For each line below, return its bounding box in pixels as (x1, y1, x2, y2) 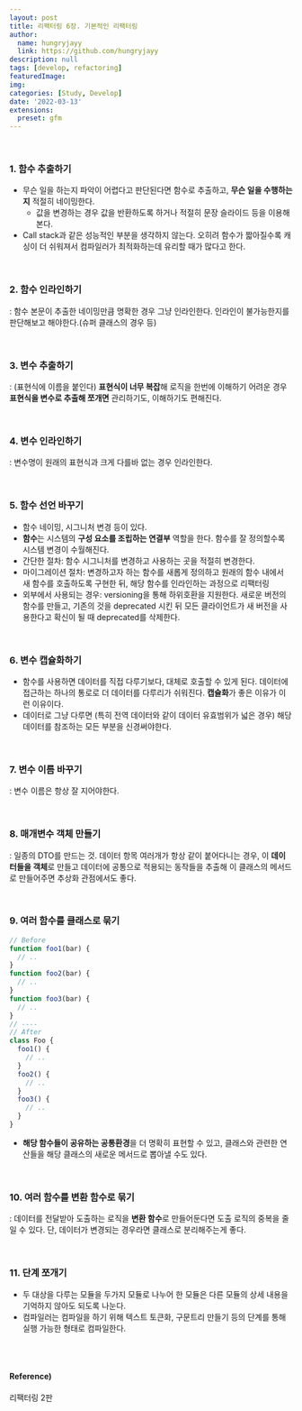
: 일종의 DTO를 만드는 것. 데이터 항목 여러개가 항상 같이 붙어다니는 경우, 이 (9, 849, 270, 861)
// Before (9, 935, 47, 945)
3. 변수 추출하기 (9, 359, 74, 371)
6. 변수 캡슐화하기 (9, 654, 83, 666)
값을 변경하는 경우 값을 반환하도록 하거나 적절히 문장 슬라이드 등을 (35, 207, 267, 218)
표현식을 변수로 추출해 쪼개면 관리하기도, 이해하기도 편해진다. (9, 393, 222, 404)
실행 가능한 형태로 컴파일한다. (22, 1323, 127, 1333)
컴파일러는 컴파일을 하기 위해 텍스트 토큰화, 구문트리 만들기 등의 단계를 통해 (22, 1311, 287, 1322)
